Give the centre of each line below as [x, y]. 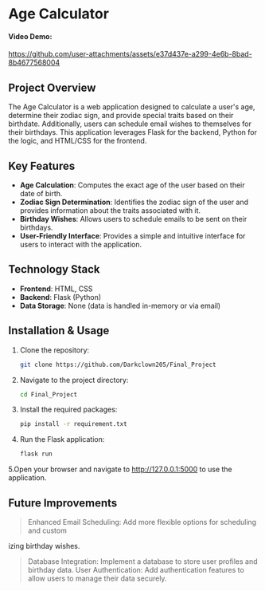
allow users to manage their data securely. [97, 578]
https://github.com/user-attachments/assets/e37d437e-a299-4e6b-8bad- [130, 54]
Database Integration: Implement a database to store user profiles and [142, 561]
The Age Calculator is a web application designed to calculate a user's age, [132, 107]
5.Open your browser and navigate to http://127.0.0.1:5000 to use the [120, 469]
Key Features [42, 165]
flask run [36, 454]
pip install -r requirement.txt [73, 424]
